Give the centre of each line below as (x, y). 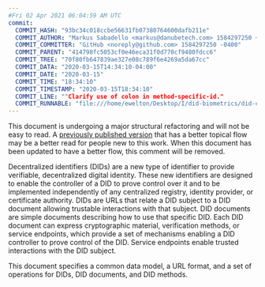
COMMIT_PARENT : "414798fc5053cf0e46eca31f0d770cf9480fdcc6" (116, 52)
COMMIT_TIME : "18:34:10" (56, 81)
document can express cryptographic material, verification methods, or (124, 225)
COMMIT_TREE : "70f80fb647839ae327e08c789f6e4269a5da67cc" (113, 60)
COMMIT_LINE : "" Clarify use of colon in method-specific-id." (119, 96)
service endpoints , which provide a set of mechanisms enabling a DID (121, 234)
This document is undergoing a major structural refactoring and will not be (129, 127)
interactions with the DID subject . (62, 251)
